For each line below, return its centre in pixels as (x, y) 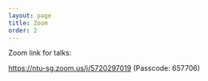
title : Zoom (28, 23)
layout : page (30, 15)
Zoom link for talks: (40, 53)
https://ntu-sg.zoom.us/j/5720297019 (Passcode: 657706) (104, 68)
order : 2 (23, 30)
